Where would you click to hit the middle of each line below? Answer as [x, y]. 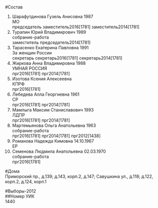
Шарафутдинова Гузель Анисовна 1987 [53, 16]
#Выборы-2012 [21, 191]
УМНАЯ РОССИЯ [29, 68]
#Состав [14, 7]
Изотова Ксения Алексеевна [42, 79]
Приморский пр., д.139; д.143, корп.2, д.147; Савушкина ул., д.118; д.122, [79, 176]
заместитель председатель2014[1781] [51, 42]
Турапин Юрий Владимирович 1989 [49, 32]
